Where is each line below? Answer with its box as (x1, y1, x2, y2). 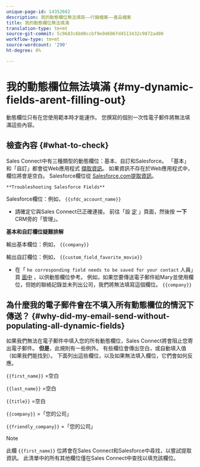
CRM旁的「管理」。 (14, 215, 61, 222)
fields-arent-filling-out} (6, 93, 126, 107)
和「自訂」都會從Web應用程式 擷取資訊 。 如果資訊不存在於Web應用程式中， (6, 164, 193, 172)
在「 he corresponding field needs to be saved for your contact (14, 266, 179, 273)
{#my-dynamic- (112, 80, 194, 94)
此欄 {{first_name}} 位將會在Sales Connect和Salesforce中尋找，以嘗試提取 (6, 447, 192, 454)
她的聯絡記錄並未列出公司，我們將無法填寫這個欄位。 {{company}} (30, 281, 192, 288)
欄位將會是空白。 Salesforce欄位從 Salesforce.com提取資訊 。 (6, 172, 157, 179)
